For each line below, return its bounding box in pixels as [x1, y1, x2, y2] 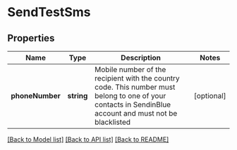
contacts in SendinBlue [95, 100, 171, 109]
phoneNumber [11, 91, 61, 100]
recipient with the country [95, 74, 180, 83]
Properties [7, 32, 55, 44]
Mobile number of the [95, 64, 166, 74]
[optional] [193, 91, 226, 100]
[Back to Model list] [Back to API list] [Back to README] [7, 135, 169, 144]
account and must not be [95, 109, 178, 118]
